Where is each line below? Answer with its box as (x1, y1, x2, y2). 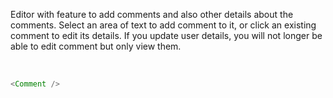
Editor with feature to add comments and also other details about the (10, 9, 294, 20)
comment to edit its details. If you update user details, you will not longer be (10, 30, 323, 41)
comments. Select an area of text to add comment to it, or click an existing (10, 19, 317, 31)
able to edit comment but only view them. (10, 40, 182, 52)
